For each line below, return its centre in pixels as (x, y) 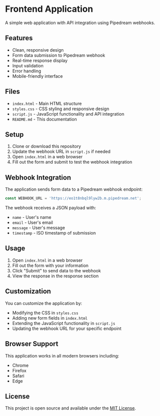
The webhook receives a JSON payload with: (51, 208)
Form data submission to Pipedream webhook (59, 55)
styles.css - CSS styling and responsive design (61, 109)
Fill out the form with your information (50, 265)
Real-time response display (40, 60)
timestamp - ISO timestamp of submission (54, 233)
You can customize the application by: (44, 303)
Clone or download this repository (47, 147)
